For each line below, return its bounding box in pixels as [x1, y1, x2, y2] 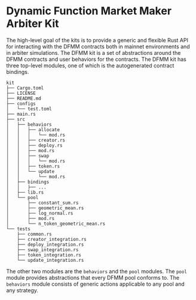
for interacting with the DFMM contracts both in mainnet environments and [6, 43, 190, 50]
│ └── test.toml [6, 106, 52, 112]
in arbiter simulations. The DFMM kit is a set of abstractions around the [6, 49, 181, 56]
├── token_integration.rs [17, 252, 82, 258]
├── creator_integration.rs [17, 236, 87, 242]
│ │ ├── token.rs [6, 163, 60, 169]
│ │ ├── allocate [6, 126, 60, 132]
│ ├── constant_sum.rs [6, 200, 79, 206]
